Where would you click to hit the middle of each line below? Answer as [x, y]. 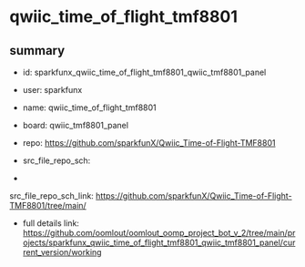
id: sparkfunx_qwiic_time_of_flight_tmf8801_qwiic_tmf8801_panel [144, 72]
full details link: [51, 223]
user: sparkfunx [52, 90]
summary [37, 51]
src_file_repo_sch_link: [51, 196]
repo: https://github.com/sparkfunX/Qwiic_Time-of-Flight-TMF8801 [149, 143]
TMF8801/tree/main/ [48, 205]
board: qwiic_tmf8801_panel [76, 125]
